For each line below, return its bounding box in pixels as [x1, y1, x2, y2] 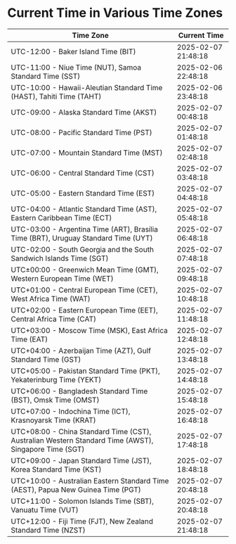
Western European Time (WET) [11, 273, 114, 283]
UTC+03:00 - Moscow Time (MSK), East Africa [11, 325, 169, 335]
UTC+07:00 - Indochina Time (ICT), [11, 406, 131, 416]
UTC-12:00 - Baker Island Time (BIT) [11, 46, 136, 56]
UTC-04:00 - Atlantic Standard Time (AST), [11, 204, 157, 214]
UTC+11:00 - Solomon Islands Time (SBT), [11, 496, 155, 506]
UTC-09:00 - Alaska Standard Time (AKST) [11, 107, 157, 117]
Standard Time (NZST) [11, 525, 86, 535]
